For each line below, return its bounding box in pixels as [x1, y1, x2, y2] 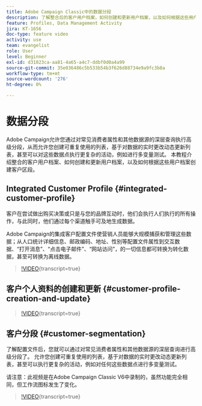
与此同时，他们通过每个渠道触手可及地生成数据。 [16, 217, 138, 225]
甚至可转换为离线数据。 [16, 252, 75, 260]
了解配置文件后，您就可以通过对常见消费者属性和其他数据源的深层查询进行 [6, 346, 191, 353]
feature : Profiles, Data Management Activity [6, 20, 122, 26]
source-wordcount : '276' [6, 76, 69, 82]
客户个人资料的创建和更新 [6, 284, 101, 294]
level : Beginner [6, 54, 47, 60]
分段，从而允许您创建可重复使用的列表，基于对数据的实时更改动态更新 [11, 143, 185, 151]
